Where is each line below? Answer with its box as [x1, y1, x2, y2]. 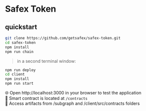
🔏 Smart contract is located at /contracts [5, 95, 88, 101]
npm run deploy [5, 67, 36, 73]
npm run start [5, 81, 34, 86]
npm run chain [5, 49, 34, 54]
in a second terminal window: [17, 58, 76, 64]
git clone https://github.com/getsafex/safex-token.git [5, 36, 121, 40]
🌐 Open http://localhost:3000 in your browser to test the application [5, 90, 142, 95]
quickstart [5, 23, 37, 31]
